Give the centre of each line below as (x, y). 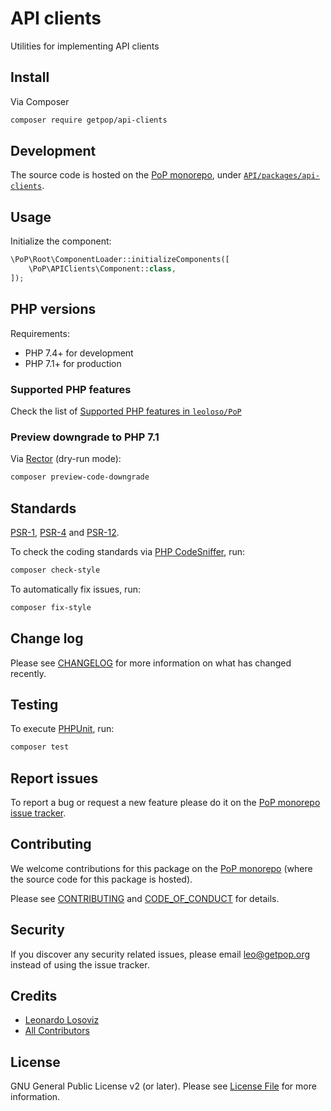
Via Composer (40, 101)
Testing (34, 704)
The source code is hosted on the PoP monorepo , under (126, 175)
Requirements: (40, 333)
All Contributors (57, 1031)
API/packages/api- (281, 176)
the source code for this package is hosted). (101, 879)
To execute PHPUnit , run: (62, 729)
